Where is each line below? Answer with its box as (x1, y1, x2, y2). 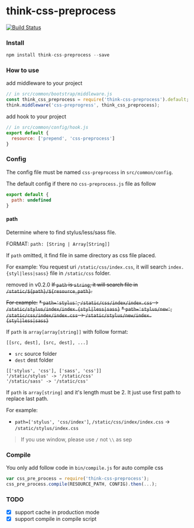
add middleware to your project (6, 80, 83, 87)
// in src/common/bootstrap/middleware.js (6, 91, 112, 97)
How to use (6, 67, 40, 75)
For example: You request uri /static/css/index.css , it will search (6, 263, 167, 270)
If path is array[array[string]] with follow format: (6, 328, 128, 335)
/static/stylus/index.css (14, 425, 79, 431)
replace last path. (6, 395, 48, 402)
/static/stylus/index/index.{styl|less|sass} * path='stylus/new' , (6, 305, 173, 312)
